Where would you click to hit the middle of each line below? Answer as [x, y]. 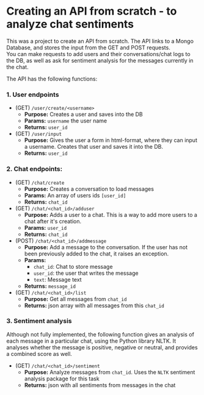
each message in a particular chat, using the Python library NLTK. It [91, 341]
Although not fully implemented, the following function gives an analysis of [100, 334]
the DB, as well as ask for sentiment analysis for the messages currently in [100, 60]
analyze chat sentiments [70, 24]
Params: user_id [46, 227]
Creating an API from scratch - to [92, 11]
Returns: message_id [50, 286]
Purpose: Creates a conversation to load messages [89, 189]
